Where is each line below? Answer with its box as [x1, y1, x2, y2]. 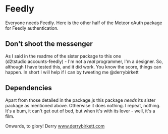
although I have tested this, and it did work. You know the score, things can [5, 63, 161, 70]
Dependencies [5, 84, 52, 92]
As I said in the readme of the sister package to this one [5, 53, 121, 59]
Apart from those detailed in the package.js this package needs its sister [5, 97, 156, 103]
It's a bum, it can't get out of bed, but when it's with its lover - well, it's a [5, 108, 155, 114]
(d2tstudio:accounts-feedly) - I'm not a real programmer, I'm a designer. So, [5, 58, 163, 64]
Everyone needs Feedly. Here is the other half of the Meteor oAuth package [5, 20, 162, 26]
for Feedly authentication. [5, 25, 59, 31]
